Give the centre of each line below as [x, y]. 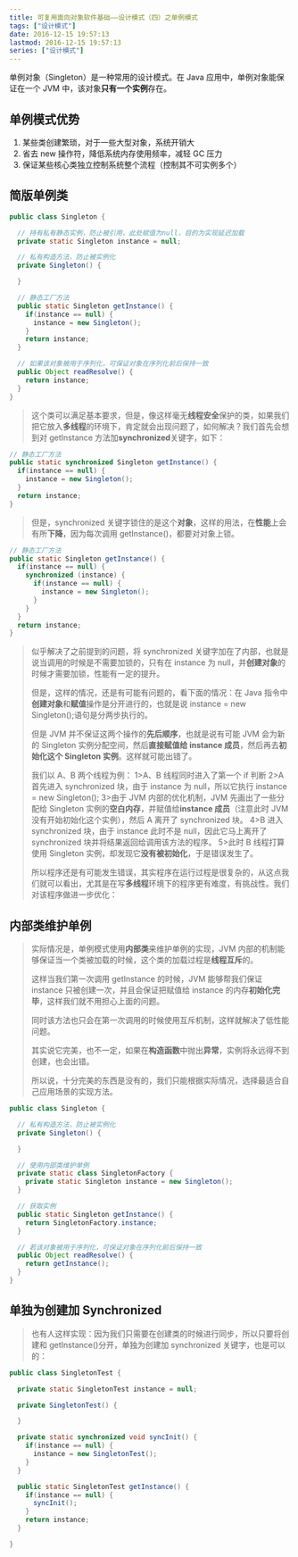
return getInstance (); [67, 1264]
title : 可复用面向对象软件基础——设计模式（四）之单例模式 [103, 17]
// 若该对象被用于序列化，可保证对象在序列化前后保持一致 [110, 1247]
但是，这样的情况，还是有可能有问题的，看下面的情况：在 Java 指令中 [159, 693]
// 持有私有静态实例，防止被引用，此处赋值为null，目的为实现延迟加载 [131, 233]
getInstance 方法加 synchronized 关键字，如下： [137, 437]
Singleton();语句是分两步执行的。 [92, 715]
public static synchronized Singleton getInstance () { [113, 462]
